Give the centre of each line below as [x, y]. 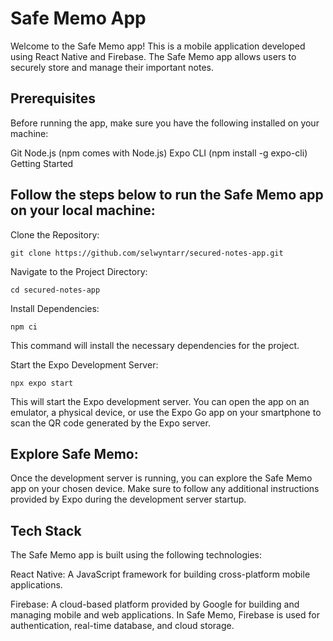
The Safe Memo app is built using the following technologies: [136, 555]
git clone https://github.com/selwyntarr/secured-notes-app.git [147, 253]
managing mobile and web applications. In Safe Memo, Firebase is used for [165, 615]
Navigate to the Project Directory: [79, 271]
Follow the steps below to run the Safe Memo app [167, 195]
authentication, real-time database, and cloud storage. [122, 626]
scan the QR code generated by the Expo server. [110, 423]
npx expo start [42, 383]
